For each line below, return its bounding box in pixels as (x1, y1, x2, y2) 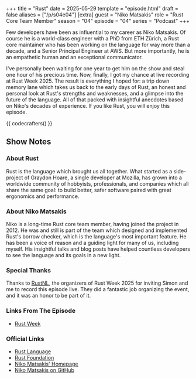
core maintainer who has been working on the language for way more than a (6, 41, 190, 48)
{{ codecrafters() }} (6, 120, 53, 127)
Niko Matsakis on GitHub (14, 366, 75, 374)
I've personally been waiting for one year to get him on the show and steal (6, 65, 185, 72)
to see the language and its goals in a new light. (6, 251, 121, 258)
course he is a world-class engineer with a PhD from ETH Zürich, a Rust (6, 35, 180, 42)
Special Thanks (6, 266, 51, 274)
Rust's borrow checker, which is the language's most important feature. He (6, 233, 187, 240)
